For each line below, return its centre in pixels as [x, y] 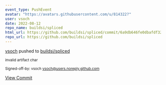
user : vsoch [17, 19]
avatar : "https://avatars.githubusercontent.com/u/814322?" [68, 14]
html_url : [15, 32]
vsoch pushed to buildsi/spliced [38, 51]
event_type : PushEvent [28, 10]
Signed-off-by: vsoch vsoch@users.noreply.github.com [52, 69]
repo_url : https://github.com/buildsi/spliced [54, 37]
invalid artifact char [21, 60]
